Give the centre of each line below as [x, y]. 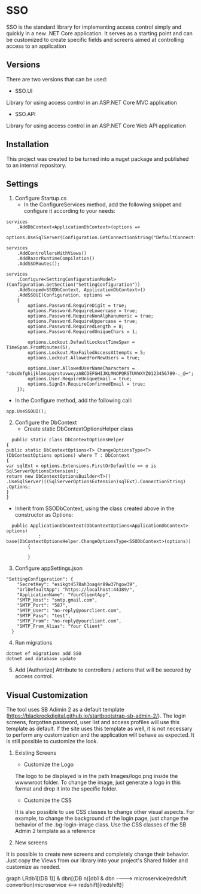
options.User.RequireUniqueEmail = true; [80, 379]
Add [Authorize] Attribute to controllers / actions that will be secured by [103, 670]
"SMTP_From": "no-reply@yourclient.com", [69, 621]
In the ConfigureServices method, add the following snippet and [103, 205]
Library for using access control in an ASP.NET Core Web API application [96, 126]
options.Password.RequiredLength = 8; [76, 327]
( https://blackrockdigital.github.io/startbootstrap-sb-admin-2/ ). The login [96, 716]
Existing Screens [36, 753]
